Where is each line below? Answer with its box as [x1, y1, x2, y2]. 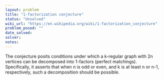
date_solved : [5, 30, 32, 35]
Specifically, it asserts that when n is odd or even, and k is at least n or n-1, [5, 64, 159, 70]
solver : [5, 35, 21, 40]
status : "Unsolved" [5, 16, 46, 21]
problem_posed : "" [5, 26, 43, 31]
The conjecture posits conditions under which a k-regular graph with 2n [5, 53, 153, 59]
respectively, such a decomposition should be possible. [5, 69, 120, 75]
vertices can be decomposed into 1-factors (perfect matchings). [5, 58, 137, 65]
